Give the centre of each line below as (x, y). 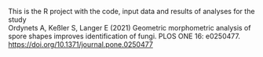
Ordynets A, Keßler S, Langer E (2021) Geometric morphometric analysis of (130, 28)
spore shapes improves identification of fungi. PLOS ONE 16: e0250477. (124, 36)
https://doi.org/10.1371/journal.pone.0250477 (80, 45)
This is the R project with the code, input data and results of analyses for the (131, 11)
